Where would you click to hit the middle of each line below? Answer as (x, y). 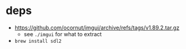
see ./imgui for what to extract (63, 34)
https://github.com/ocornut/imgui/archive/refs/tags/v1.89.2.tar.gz (97, 28)
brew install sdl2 (38, 41)
